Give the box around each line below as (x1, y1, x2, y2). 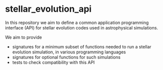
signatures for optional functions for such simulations (12, 54, 121, 60)
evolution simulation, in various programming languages (12, 49, 126, 55)
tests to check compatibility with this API (12, 59, 95, 65)
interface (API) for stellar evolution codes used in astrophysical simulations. (5, 24, 159, 30)
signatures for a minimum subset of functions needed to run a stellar (12, 44, 152, 49)
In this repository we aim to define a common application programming (5, 20, 149, 25)
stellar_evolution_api (5, 3, 92, 15)
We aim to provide (5, 34, 42, 40)
